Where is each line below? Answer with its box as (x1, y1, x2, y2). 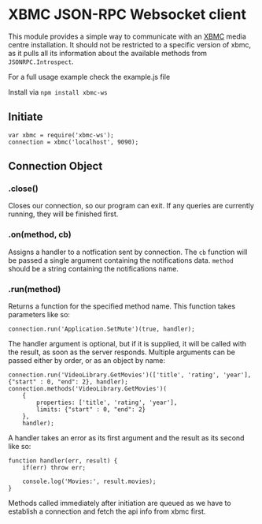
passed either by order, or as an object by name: (8, 356, 166, 365)
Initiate (8, 110, 43, 124)
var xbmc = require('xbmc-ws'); (8, 131, 114, 139)
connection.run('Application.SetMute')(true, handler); (8, 325, 195, 333)
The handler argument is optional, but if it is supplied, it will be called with (8, 339, 246, 349)
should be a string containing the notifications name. (8, 264, 179, 273)
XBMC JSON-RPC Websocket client (8, 6, 246, 24)
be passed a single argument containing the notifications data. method (8, 255, 234, 265)
